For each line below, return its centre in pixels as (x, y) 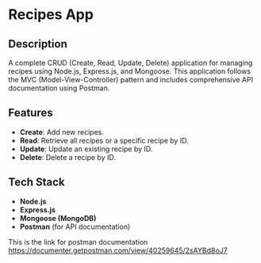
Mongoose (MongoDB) (58, 218)
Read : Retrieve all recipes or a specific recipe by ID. (104, 140)
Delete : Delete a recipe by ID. (68, 157)
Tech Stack (36, 183)
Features (31, 113)
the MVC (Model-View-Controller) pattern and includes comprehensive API (131, 80)
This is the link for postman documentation (78, 242)
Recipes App (51, 15)
